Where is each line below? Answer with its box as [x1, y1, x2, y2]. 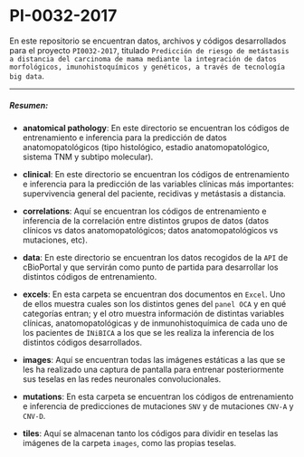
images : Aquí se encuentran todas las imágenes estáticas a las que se [22, 354, 286, 365]
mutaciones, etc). [22, 234, 89, 245]
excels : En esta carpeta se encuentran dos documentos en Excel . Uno [22, 289, 286, 300]
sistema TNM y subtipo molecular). [22, 151, 154, 162]
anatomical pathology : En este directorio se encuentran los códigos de [22, 122, 290, 133]
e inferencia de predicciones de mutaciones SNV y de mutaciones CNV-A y [22, 400, 294, 412]
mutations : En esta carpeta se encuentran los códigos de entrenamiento [22, 391, 294, 402]
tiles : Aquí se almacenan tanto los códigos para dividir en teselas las [22, 427, 279, 439]
